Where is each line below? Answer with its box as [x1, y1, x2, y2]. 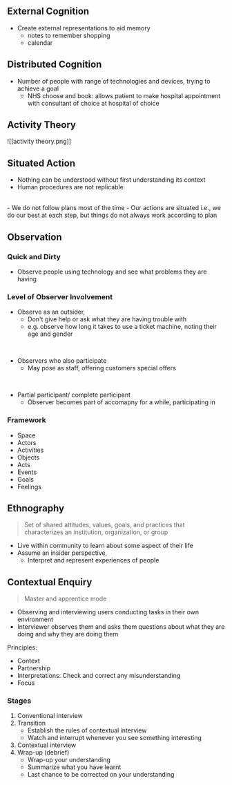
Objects [17, 453, 40, 462]
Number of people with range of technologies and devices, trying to [17, 77, 211, 85]
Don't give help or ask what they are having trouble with [27, 315, 187, 323]
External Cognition [7, 6, 90, 17]
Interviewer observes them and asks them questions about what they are [17, 623, 225, 631]
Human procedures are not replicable [17, 183, 124, 191]
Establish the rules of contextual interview [27, 726, 147, 735]
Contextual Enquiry [7, 576, 93, 588]
